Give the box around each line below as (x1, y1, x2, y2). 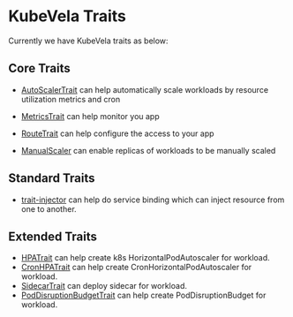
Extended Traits (8, 229, 98, 244)
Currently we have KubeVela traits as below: (8, 35, 169, 46)
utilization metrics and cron (20, 94, 121, 104)
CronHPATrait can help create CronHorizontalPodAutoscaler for (20, 262, 252, 273)
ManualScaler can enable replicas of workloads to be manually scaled (20, 145, 276, 155)
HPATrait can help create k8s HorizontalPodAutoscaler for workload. (20, 253, 270, 263)
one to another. (20, 203, 77, 214)
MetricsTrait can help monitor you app (20, 110, 160, 121)
